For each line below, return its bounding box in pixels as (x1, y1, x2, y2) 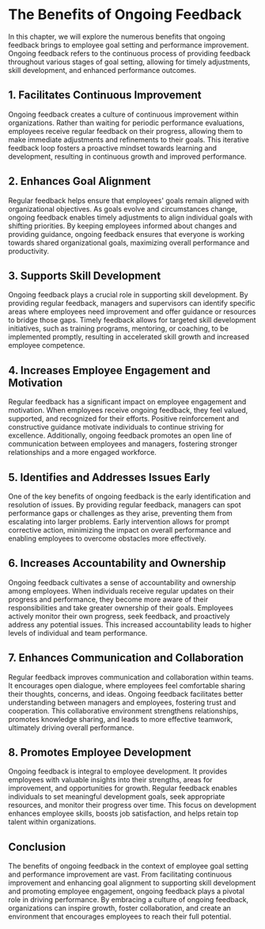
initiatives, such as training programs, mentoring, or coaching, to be (8, 323, 229, 334)
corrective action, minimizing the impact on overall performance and (8, 526, 232, 534)
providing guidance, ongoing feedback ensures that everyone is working (8, 229, 245, 239)
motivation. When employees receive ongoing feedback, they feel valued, (8, 406, 248, 415)
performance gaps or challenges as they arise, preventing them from (8, 509, 233, 518)
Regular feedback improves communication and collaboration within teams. (8, 672, 254, 682)
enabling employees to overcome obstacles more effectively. (8, 533, 207, 543)
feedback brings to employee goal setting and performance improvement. (8, 40, 249, 49)
